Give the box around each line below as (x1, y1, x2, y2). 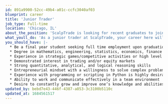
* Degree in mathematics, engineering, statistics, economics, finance (9, 49, 162, 54)
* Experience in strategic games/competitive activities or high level (9, 53, 162, 59)
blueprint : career (5, 12, 43, 17)
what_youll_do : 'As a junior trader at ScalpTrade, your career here (5, 35, 153, 40)
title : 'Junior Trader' (5, 16, 55, 21)
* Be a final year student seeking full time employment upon (9, 44, 142, 49)
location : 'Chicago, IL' (5, 26, 57, 31)
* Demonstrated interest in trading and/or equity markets (9, 58, 135, 63)
